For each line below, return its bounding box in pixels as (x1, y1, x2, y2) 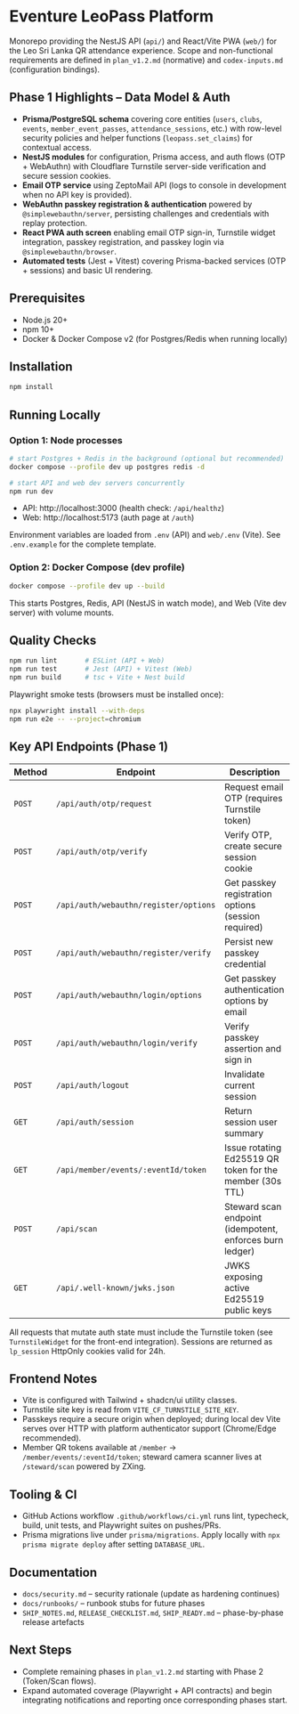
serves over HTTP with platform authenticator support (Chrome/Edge (21, 1423, 277, 1434)
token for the (223, 1164, 279, 1176)
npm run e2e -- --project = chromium (9, 714, 141, 723)
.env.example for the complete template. (9, 539, 157, 549)
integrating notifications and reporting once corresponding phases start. (21, 1694, 287, 1705)
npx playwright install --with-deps (9, 706, 145, 716)
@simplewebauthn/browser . (21, 246, 117, 256)
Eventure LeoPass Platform (9, 6, 214, 27)
